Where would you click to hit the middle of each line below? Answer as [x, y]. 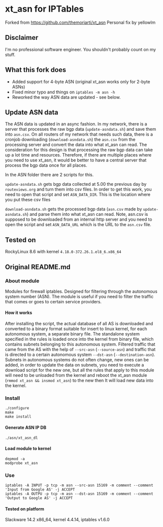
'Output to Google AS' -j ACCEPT [39, 498]
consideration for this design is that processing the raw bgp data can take [79, 150]
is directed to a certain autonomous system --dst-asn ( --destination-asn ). [80, 355]
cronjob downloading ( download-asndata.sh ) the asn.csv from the [70, 140]
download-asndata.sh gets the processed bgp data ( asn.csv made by [73, 209]
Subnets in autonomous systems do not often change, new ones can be [77, 360]
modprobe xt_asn [21, 463]
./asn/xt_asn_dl [21, 438]
